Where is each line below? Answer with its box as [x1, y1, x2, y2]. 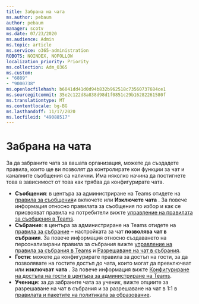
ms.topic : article [6, 42, 52, 48]
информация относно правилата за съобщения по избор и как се [14, 203, 181, 210]
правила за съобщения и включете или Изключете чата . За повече [14, 196, 187, 203]
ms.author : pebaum [6, 14, 52, 20]
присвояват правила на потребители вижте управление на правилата [14, 209, 193, 216]
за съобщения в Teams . [14, 215, 75, 222]
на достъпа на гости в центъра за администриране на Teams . [14, 272, 172, 280]
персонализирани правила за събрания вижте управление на [14, 241, 173, 248]
